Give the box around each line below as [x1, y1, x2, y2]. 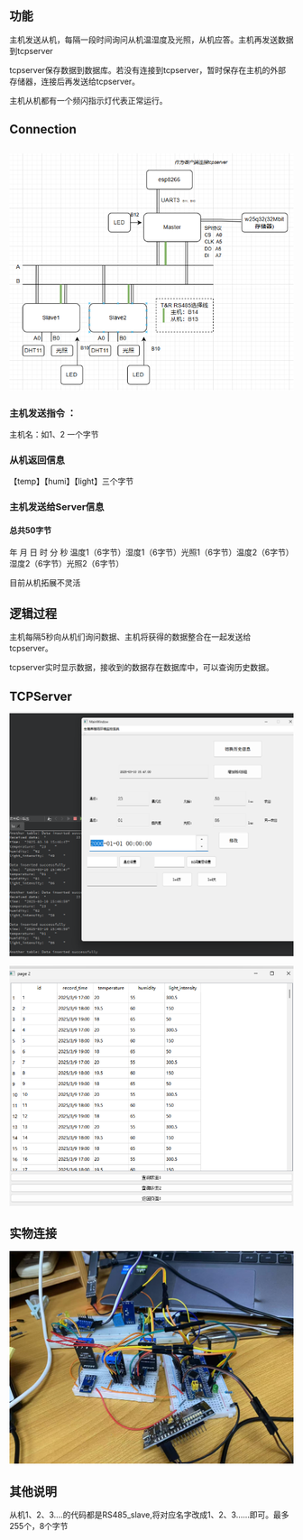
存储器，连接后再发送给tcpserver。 [9, 76, 141, 87]
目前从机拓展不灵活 [9, 576, 81, 588]
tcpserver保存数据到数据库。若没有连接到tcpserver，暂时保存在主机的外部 [9, 64, 287, 75]
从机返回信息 [9, 454, 66, 466]
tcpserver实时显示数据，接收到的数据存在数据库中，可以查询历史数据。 [9, 662, 275, 673]
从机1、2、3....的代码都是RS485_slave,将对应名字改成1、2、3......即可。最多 [9, 1509, 290, 1520]
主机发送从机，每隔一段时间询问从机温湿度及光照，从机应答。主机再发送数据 [9, 34, 294, 45]
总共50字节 [9, 524, 52, 535]
